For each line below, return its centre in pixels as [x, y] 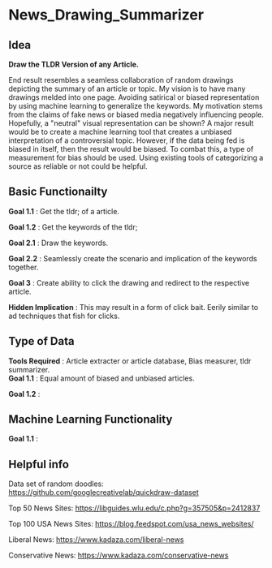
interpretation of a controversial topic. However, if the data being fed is [127, 140]
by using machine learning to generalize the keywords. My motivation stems [136, 106]
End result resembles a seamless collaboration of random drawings [121, 80]
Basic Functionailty [58, 192]
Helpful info [39, 464]
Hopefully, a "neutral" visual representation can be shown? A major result [131, 123]
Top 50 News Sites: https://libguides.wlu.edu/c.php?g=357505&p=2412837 [134, 508]
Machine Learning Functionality [91, 420]
